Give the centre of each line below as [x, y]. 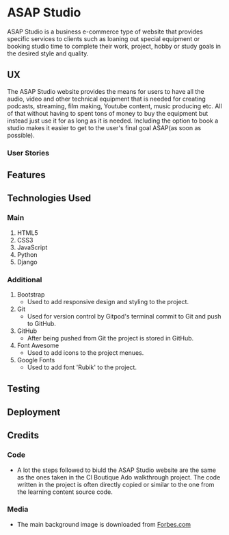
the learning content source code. [65, 492]
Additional [25, 279]
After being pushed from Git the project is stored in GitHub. [110, 338]
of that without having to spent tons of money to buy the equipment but [108, 113]
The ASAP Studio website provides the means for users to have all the [106, 91]
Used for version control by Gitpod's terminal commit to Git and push [124, 316]
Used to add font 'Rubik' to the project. [82, 367]
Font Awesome [38, 346]
